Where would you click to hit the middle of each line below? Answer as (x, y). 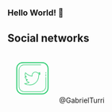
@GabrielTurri (81, 100)
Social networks (48, 39)
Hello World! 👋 (36, 13)
